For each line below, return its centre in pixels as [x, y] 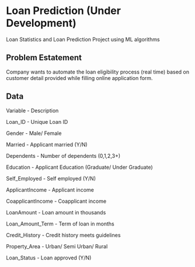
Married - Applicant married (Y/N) [47, 144]
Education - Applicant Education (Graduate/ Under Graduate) [79, 167]
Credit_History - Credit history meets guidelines [63, 235]
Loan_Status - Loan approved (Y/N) [49, 258]
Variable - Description [32, 110]
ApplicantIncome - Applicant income [50, 190]
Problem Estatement [44, 58]
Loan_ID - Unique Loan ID [37, 122]
